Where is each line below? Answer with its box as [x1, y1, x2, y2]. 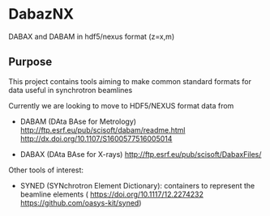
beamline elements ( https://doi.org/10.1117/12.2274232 [19, 189, 204, 199]
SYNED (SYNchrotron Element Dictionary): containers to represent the [19, 180, 255, 190]
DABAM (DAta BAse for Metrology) [19, 116, 136, 126]
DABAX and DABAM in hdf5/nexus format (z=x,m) [8, 32, 175, 41]
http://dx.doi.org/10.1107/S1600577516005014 [19, 133, 173, 143]
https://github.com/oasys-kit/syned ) [19, 197, 142, 207]
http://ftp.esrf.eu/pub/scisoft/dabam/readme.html [19, 125, 186, 134]
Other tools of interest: [8, 165, 84, 175]
